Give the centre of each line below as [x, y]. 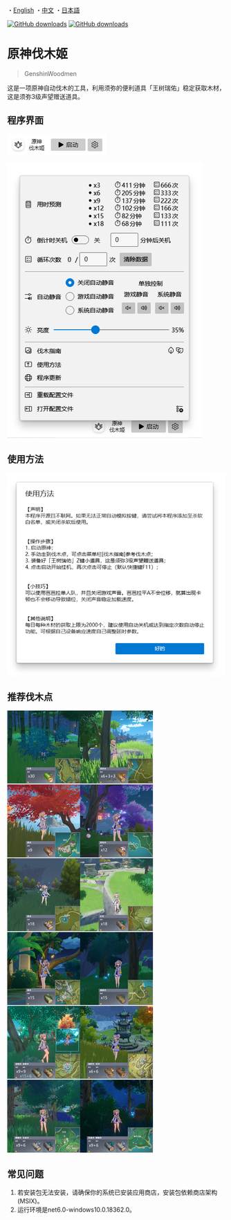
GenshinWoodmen [50, 73]
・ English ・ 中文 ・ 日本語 [44, 10]
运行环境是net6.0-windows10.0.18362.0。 [76, 1210]
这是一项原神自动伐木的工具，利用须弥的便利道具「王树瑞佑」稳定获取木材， [116, 88]
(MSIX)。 [30, 1201]
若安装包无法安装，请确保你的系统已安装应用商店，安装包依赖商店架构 [117, 1192]
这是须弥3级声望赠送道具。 [46, 96]
